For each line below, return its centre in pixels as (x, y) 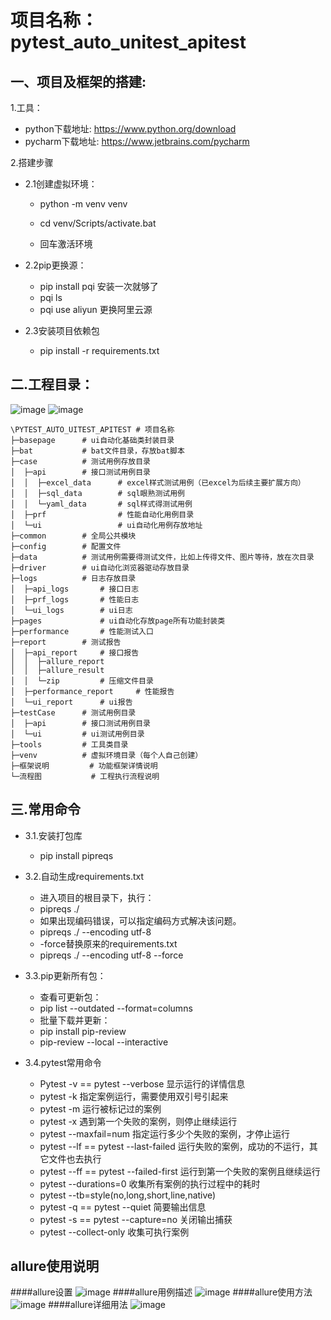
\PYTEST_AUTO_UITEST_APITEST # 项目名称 (92, 429)
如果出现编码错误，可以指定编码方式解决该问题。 (140, 920)
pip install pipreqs (76, 855)
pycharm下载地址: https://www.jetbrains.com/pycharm (137, 141)
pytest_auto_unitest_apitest (128, 42)
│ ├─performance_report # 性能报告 (92, 691)
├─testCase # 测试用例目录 (73, 712)
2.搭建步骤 (32, 162)
